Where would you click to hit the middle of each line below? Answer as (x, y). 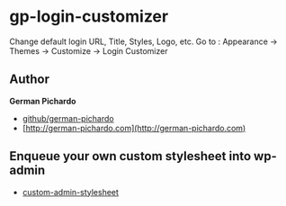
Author (29, 80)
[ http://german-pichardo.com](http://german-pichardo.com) (134, 128)
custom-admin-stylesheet (71, 192)
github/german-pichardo (68, 118)
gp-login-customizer (89, 17)
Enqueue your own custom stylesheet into (130, 156)
